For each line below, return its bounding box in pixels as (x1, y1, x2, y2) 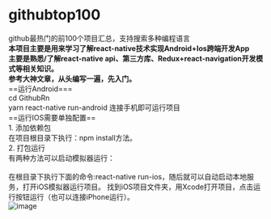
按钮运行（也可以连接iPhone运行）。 (15, 192, 135, 201)
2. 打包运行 (8, 143, 46, 153)
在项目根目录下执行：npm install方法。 (8, 133, 138, 142)
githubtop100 (8, 6, 101, 24)
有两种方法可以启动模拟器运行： (8, 153, 115, 162)
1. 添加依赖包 (8, 123, 51, 133)
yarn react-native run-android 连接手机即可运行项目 (8, 103, 180, 112)
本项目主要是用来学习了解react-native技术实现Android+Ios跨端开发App (8, 43, 250, 53)
